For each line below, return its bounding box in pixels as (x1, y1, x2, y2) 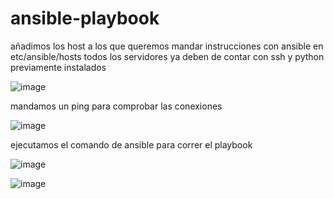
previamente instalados (10, 61, 107, 73)
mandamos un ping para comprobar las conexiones (10, 100, 223, 112)
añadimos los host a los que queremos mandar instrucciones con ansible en (10, 40, 324, 52)
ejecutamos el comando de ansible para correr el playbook (10, 138, 253, 151)
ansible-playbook (10, 7, 160, 30)
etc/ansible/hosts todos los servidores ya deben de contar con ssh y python (10, 50, 325, 62)
